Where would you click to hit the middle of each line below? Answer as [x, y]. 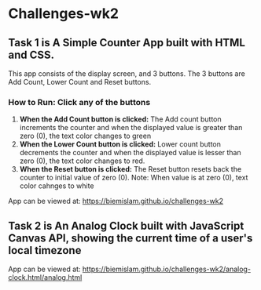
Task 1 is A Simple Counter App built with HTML [127, 43]
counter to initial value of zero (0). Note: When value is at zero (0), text [134, 178]
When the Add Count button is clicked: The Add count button [120, 119]
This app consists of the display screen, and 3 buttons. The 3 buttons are [127, 74]
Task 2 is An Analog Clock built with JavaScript [126, 225]
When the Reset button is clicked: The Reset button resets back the [130, 169]
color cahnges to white [57, 186]
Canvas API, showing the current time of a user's [130, 238]
